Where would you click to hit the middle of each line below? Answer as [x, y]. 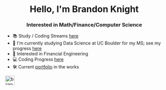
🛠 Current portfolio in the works [46, 67]
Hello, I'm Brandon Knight [84, 9]
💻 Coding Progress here [38, 59]
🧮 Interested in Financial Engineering [50, 54]
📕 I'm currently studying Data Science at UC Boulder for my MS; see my [87, 43]
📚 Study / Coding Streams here [45, 36]
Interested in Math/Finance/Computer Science [84, 25]
